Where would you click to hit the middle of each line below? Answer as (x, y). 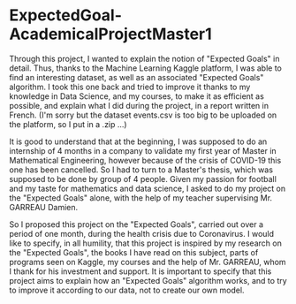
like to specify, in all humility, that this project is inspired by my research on (146, 243)
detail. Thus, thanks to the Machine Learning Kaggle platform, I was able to (146, 68)
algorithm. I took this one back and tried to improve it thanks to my (130, 87)
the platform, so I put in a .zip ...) (68, 124)
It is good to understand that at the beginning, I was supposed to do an (138, 141)
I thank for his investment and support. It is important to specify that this (140, 271)
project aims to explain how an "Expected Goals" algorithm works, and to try (148, 280)
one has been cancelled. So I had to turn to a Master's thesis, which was (141, 170)
